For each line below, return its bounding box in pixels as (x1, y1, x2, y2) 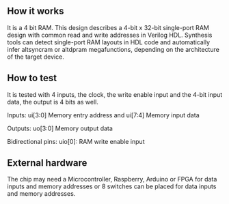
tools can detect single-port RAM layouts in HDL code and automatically (7, 38, 211, 46)
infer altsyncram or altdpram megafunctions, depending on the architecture (7, 45, 220, 53)
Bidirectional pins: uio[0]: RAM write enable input (7, 137, 145, 145)
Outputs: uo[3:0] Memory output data (7, 124, 113, 132)
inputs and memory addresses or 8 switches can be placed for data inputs (7, 182, 217, 190)
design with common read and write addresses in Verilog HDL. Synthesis (7, 31, 213, 39)
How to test (7, 72, 57, 84)
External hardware (7, 157, 87, 169)
